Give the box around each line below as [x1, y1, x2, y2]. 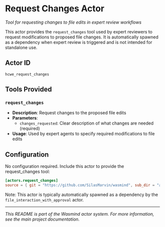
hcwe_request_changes [5, 72, 50, 77]
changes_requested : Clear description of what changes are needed [19, 120, 154, 126]
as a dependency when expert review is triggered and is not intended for [5, 39, 152, 45]
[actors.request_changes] [5, 178, 58, 183]
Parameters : [12, 115, 38, 121]
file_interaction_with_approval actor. [5, 197, 84, 202]
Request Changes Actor [5, 3, 105, 14]
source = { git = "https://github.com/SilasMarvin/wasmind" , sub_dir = [5, 183, 155, 188]
